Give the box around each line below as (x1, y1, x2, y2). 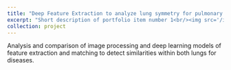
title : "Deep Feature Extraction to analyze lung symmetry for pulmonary (7, 10, 223, 17)
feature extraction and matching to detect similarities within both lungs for (7, 49, 217, 57)
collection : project (7, 23, 67, 30)
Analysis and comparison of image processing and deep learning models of (7, 42, 221, 50)
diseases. (7, 56, 34, 65)
